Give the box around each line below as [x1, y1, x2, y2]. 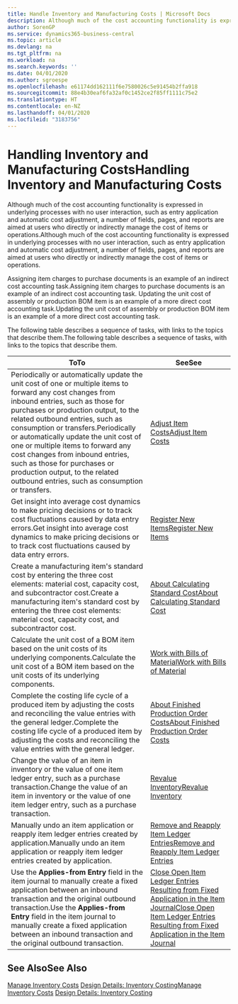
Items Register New [149, 523, 214, 533]
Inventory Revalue [149, 782, 209, 792]
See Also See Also [7, 962, 87, 974]
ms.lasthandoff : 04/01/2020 [7, 109, 91, 116]
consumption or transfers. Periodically [11, 423, 136, 433]
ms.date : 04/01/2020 [7, 70, 69, 77]
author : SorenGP [7, 23, 55, 31]
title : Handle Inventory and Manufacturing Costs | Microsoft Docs [7, 10, 211, 18]
